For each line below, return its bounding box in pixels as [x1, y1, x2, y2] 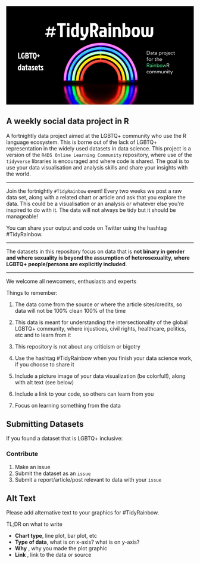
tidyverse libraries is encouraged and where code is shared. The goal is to [6, 158, 189, 165]
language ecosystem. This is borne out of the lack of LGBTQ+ [6, 138, 158, 146]
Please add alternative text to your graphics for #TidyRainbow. [6, 509, 160, 516]
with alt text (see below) [14, 378, 74, 386]
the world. [6, 170, 32, 177]
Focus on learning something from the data [14, 402, 121, 409]
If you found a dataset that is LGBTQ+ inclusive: [6, 435, 123, 442]
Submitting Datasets [6, 419, 84, 429]
